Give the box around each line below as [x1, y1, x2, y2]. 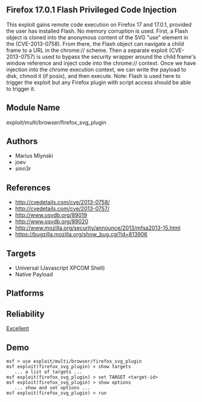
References [6, 183, 51, 193]
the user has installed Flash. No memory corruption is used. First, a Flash [6, 27, 189, 34]
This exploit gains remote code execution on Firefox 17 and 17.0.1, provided [6, 21, 192, 28]
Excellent [6, 325, 29, 332]
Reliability [6, 308, 45, 319]
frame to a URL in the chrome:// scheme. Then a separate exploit [6, 47, 168, 54]
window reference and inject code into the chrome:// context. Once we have [6, 59, 197, 66]
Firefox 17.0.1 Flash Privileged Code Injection [6, 5, 177, 15]
